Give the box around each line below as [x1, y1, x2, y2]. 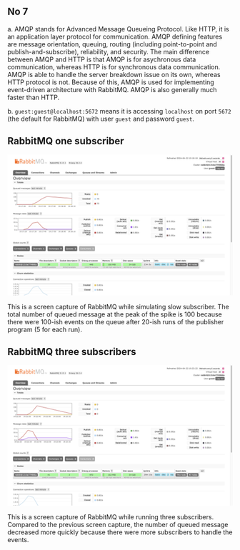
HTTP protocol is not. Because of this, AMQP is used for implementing [7, 78, 214, 86]
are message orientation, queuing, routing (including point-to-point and [7, 39, 218, 49]
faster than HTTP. [7, 93, 59, 101]
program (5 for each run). [7, 325, 82, 334]
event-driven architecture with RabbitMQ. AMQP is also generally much [7, 85, 217, 94]
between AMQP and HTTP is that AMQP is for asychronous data [7, 55, 196, 64]
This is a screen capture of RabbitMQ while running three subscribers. [7, 513, 214, 521]
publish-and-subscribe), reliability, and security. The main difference [7, 47, 209, 56]
